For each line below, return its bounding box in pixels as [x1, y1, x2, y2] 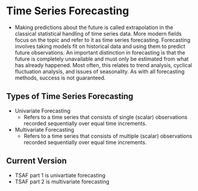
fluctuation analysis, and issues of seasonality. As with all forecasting [14, 68, 185, 75]
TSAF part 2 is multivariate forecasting [14, 178, 109, 185]
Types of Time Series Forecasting [6, 91, 134, 101]
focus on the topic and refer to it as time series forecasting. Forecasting [14, 36, 190, 43]
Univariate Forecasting [14, 107, 71, 114]
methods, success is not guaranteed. [14, 74, 106, 81]
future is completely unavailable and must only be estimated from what [14, 55, 189, 62]
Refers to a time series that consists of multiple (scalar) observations [23, 132, 193, 139]
